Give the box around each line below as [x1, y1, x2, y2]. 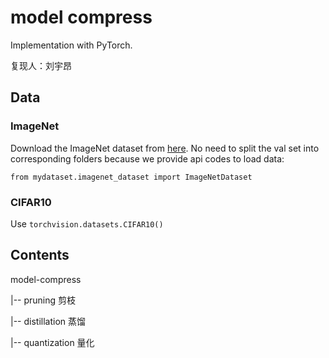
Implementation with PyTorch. [10, 39, 133, 51]
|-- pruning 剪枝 [10, 294, 77, 306]
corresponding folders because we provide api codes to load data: [10, 152, 285, 165]
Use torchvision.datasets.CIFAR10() [10, 217, 164, 230]
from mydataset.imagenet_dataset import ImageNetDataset [10, 172, 253, 182]
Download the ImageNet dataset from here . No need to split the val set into [10, 142, 320, 154]
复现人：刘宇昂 [10, 59, 72, 71]
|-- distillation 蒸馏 [10, 315, 87, 327]
